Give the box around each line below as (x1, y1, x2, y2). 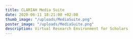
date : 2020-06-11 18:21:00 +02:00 (5, 12, 79, 17)
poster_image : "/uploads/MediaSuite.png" (5, 21, 94, 27)
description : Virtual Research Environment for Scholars (5, 26, 128, 31)
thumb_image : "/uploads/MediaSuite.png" (5, 17, 92, 22)
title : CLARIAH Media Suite (5, 7, 65, 13)
